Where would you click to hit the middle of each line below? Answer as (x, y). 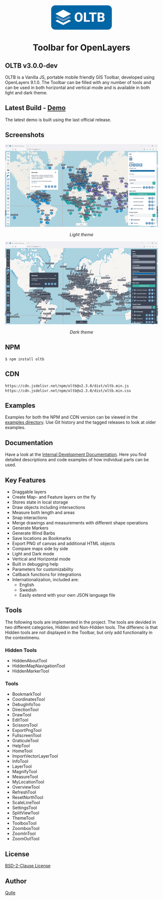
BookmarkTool (26, 694)
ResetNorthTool (28, 797)
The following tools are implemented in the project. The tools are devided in (81, 622)
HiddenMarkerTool (31, 671)
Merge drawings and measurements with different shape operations (80, 523)
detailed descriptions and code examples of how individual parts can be (77, 460)
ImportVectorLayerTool (35, 756)
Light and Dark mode (33, 554)
